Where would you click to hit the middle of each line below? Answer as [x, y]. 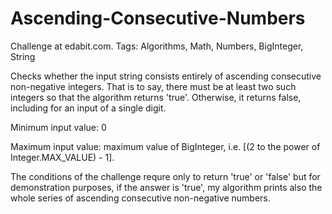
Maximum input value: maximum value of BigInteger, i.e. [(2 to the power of [165, 146]
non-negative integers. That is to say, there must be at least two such [153, 86]
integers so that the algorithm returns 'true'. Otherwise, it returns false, [156, 97]
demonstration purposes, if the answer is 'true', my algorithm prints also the [166, 187]
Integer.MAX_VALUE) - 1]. [62, 157]
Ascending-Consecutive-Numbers [158, 18]
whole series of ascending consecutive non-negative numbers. [140, 198]
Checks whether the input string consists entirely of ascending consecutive [166, 76]
